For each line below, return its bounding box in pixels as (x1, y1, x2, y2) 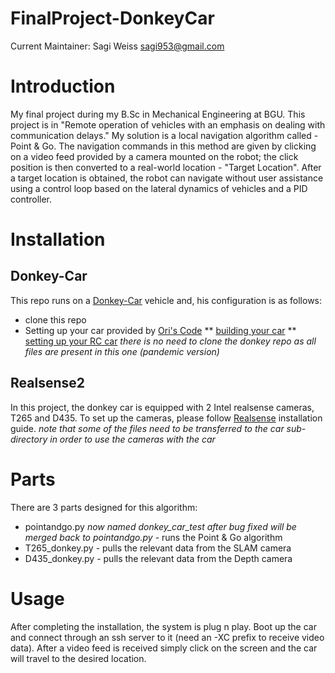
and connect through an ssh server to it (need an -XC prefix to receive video (10, 631, 325, 643)
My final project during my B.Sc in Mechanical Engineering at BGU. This (10, 108, 306, 120)
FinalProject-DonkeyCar (10, 7, 215, 30)
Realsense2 (10, 375, 85, 392)
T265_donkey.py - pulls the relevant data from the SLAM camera (24, 542, 292, 554)
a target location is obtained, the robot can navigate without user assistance (10, 172, 324, 184)
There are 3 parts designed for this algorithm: (10, 501, 198, 513)
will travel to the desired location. (10, 652, 147, 664)
